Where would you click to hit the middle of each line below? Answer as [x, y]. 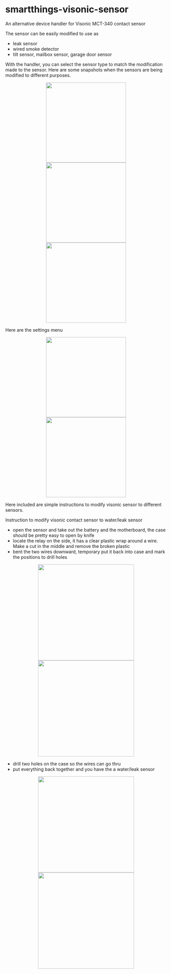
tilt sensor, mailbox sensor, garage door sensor [62, 54]
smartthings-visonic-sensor [67, 9]
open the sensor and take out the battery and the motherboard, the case [89, 530]
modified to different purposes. [38, 75]
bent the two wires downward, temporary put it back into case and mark [89, 552]
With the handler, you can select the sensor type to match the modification [84, 64]
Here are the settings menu [34, 330]
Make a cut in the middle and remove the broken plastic [71, 546]
